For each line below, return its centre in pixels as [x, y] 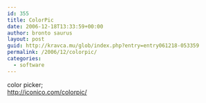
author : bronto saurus [40, 33]
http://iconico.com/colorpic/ [47, 92]
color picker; [25, 84]
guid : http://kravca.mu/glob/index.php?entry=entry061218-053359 [103, 46]
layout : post [26, 39]
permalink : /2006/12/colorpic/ [52, 53]
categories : [24, 59]
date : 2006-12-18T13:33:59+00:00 [55, 26]
